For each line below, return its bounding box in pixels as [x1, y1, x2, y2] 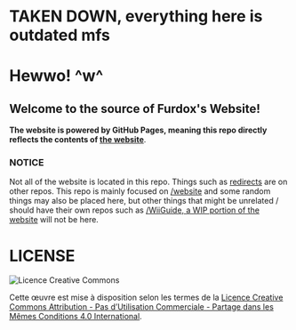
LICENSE [9, 245, 76, 266]
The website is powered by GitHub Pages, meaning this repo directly [9, 125, 268, 135]
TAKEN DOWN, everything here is [9, 6, 263, 27]
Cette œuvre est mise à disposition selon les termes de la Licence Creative [9, 292, 284, 303]
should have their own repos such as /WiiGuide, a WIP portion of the [9, 205, 260, 215]
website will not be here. [9, 214, 100, 225]
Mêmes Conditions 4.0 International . [9, 311, 142, 322]
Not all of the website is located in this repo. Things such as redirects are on [9, 176, 288, 188]
